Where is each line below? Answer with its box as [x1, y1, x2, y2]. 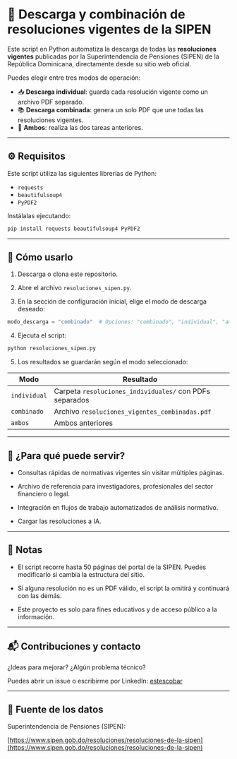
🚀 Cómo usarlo [7, 251, 73, 263]
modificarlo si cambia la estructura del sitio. [17, 570, 145, 578]
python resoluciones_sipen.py [7, 345, 97, 352]
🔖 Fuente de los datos [7, 704, 104, 716]
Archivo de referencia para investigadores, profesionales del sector [17, 482, 214, 490]
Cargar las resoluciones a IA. [17, 517, 102, 525]
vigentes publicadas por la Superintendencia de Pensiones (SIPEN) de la [7, 52, 220, 61]
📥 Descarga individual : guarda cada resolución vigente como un [17, 88, 208, 96]
